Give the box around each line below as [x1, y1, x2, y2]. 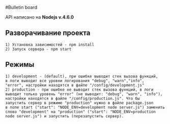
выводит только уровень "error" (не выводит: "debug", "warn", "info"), [5, 91, 163, 97]
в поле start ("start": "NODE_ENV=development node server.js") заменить [5, 105, 165, 110]
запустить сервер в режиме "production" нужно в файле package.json [5, 100, 154, 105]
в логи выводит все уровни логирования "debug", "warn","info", [5, 78, 145, 83]
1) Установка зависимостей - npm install [5, 42, 95, 47]
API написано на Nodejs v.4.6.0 [5, 14, 74, 20]
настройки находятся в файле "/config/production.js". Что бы [5, 96, 140, 101]
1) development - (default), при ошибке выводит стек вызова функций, [5, 73, 158, 79]
